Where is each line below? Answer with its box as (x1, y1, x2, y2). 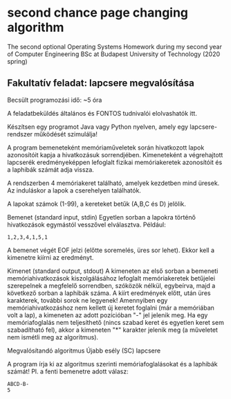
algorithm (7, 19, 64, 35)
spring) (7, 57, 28, 65)
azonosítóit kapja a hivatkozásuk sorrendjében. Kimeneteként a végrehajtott (7, 150, 223, 159)
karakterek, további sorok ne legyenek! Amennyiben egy (7, 296, 168, 304)
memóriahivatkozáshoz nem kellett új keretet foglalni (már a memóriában (7, 303, 214, 312)
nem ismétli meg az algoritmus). (7, 332, 99, 341)
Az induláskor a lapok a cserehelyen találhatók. (7, 186, 142, 195)
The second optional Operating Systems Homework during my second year (7, 42, 223, 51)
